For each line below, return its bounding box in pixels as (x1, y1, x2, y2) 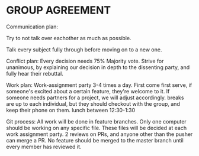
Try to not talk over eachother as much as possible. (6, 34, 131, 41)
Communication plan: (6, 23, 58, 30)
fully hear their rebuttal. (6, 70, 63, 77)
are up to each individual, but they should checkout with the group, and (6, 100, 181, 107)
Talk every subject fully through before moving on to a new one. (6, 45, 162, 53)
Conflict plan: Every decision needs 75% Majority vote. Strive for (6, 57, 164, 64)
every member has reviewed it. (6, 143, 82, 150)
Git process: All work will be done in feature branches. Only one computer (6, 118, 187, 125)
